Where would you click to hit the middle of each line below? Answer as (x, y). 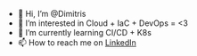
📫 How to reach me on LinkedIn (77, 43)
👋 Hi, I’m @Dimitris (52, 14)
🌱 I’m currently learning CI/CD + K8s (84, 32)
